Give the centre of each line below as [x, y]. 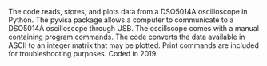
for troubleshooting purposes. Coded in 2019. [83, 54]
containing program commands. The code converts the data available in [127, 37]
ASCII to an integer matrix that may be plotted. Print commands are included [134, 45]
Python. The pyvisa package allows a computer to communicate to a [121, 20]
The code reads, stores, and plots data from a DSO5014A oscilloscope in [128, 12]
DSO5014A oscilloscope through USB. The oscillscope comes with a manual [134, 28]
